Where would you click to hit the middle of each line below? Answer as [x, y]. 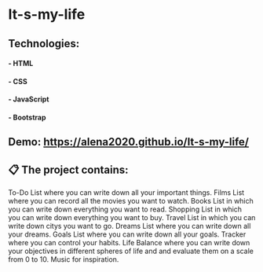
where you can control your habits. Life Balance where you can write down [129, 243]
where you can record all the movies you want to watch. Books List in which [131, 201]
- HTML [21, 64]
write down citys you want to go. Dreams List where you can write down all [130, 226]
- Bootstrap [27, 117]
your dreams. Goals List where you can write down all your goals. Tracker [127, 234]
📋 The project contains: [68, 169]
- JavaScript [29, 99]
